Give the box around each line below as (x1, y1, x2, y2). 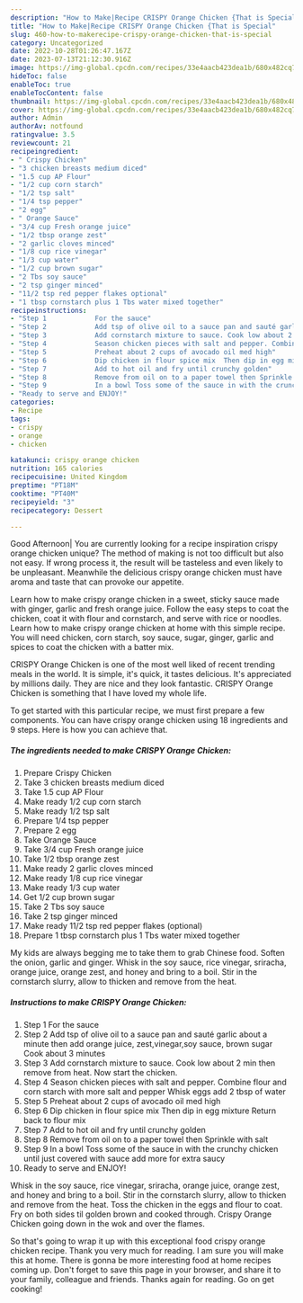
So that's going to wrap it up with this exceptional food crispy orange (10, 1236, 266, 1246)
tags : (10, 415, 31, 424)
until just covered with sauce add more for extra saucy (22, 1153, 226, 1165)
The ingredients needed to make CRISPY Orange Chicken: (10, 745, 232, 755)
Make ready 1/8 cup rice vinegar (22, 873, 143, 884)
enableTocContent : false (10, 88, 103, 97)
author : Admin (10, 113, 64, 122)
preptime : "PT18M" (10, 481, 79, 490)
